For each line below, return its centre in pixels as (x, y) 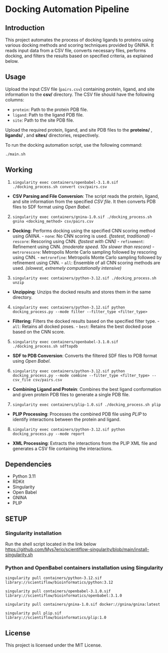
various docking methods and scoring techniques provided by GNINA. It (79, 45)
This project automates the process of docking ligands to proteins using (79, 40)
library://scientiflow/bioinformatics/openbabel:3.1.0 (64, 596)
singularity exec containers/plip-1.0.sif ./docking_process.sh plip (87, 405)
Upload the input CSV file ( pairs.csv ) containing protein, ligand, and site (80, 89)
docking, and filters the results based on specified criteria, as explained (79, 56)
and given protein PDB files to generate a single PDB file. (71, 394)
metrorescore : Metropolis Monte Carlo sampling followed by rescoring (85, 252)
